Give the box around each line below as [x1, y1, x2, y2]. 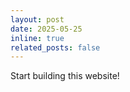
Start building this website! [10, 70, 120, 82]
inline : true [10, 33, 65, 43]
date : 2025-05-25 [10, 24, 83, 34]
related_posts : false [10, 42, 101, 53]
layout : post [10, 14, 65, 25]
